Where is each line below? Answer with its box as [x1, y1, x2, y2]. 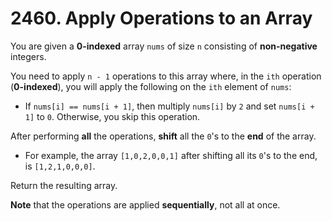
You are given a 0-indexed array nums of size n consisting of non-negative [10, 40, 318, 52]
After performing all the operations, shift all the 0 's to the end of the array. [10, 130, 317, 142]
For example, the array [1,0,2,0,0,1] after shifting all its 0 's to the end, [24, 149, 318, 161]
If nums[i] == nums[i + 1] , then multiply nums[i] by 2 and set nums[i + [24, 100, 315, 112]
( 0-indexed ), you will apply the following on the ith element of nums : [10, 80, 292, 92]
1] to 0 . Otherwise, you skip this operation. [24, 110, 201, 122]
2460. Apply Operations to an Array [10, 7, 313, 30]
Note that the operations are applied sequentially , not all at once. [10, 198, 281, 211]
